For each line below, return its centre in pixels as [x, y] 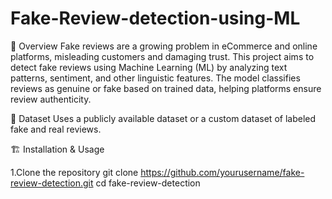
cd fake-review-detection [148, 183]
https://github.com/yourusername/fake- [222, 172]
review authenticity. [51, 99]
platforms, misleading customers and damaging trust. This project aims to [162, 56]
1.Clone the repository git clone [74, 172]
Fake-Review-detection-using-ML [155, 18]
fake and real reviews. [56, 129]
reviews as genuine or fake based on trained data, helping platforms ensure [166, 88]
